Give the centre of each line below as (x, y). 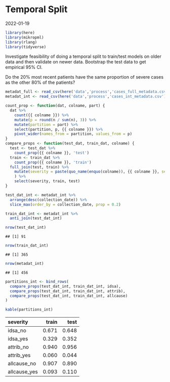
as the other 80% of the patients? (40, 83)
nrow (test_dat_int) (26, 228)
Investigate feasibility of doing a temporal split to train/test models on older (83, 56)
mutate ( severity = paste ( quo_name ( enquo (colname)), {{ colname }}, (87, 172)
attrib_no (18, 347)
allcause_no (22, 364)
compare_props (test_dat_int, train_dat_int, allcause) (69, 296)
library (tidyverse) (26, 47)
